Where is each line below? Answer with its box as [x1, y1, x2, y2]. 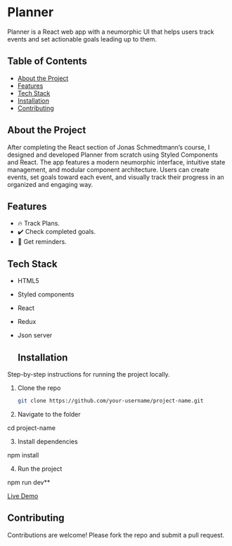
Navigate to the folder [17, 410, 81, 418]
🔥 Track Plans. [17, 219, 60, 228]
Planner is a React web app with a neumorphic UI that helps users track [7, 27, 214, 36]
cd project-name [7, 423, 56, 432]
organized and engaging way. [7, 180, 94, 188]
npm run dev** [7, 478, 51, 486]
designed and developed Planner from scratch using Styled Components [7, 150, 219, 159]
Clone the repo [17, 384, 61, 392]
